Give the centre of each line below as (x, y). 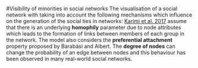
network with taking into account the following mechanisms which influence (99, 15)
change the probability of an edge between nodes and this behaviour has (96, 52)
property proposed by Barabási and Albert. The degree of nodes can (91, 46)
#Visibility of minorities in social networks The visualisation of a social (92, 9)
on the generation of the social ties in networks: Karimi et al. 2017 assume (97, 21)
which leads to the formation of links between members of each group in (95, 34)
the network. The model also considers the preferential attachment (89, 40)
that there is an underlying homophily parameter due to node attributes (94, 27)
